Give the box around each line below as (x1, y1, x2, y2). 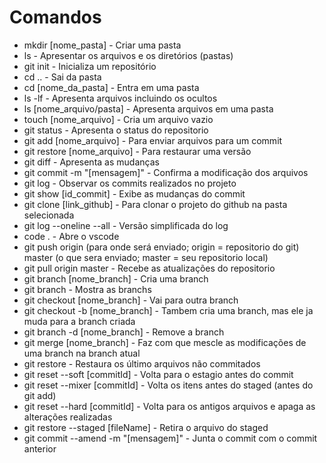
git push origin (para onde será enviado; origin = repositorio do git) (23, 241, 300, 253)
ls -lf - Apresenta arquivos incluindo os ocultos (23, 92, 218, 104)
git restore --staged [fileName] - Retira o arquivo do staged (23, 421, 269, 433)
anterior (23, 442, 57, 455)
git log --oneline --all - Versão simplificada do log (23, 219, 229, 231)
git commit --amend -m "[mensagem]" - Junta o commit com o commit (23, 432, 318, 444)
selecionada (23, 209, 75, 221)
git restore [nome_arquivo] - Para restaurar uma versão (23, 145, 252, 157)
